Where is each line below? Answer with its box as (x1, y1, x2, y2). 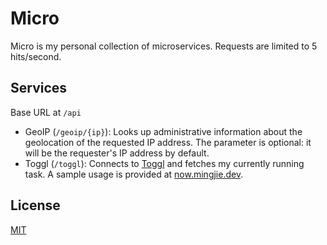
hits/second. (10, 50, 62, 62)
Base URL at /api (10, 106, 82, 118)
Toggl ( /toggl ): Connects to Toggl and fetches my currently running (24, 157, 305, 169)
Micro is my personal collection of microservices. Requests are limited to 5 (10, 40, 318, 52)
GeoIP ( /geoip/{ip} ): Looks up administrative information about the (24, 125, 303, 137)
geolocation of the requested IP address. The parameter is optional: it (24, 136, 312, 148)
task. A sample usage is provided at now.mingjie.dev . (24, 168, 244, 180)
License (10, 197, 61, 214)
